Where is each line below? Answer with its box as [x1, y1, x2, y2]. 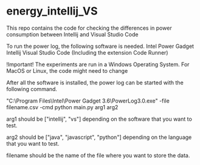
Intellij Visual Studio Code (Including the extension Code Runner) [6, 49, 168, 56]
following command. [6, 85, 58, 92]
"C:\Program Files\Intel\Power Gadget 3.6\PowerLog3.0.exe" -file [6, 97, 170, 104]
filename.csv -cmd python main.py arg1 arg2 [6, 103, 119, 110]
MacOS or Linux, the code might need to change [6, 67, 128, 74]
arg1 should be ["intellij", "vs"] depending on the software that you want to [6, 115, 193, 123]
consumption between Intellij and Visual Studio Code [6, 30, 139, 38]
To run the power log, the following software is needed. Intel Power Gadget [6, 42, 195, 50]
